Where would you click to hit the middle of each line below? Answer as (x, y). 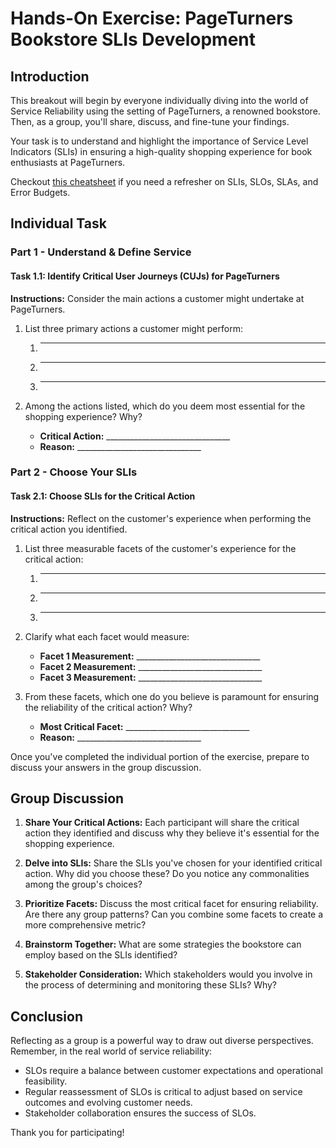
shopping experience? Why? (83, 416)
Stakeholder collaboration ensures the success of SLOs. (140, 1113)
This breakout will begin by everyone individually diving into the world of (159, 100)
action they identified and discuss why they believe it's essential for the (172, 833)
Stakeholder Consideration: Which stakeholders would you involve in (168, 974)
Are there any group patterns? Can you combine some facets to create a (174, 914)
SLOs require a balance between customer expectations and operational (173, 1071)
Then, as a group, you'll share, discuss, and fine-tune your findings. (150, 121)
